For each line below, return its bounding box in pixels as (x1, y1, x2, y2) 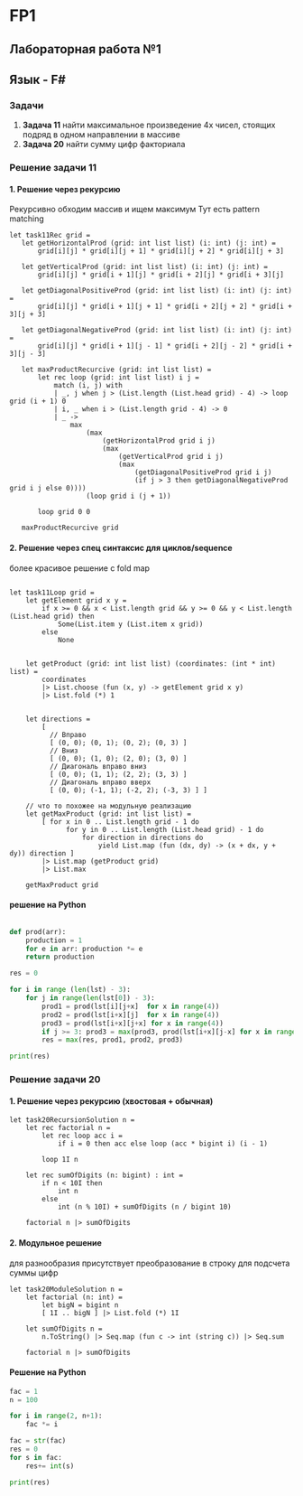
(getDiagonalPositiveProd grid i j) (133, 468, 272, 477)
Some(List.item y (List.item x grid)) (57, 620, 204, 629)
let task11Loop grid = (9, 588, 95, 597)
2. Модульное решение (9, 1237, 102, 1248)
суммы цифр (9, 1267, 59, 1278)
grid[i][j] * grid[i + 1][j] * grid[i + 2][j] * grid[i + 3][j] (37, 270, 284, 280)
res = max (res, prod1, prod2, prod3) (41, 1035, 183, 1044)
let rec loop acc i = (41, 1131, 124, 1141)
